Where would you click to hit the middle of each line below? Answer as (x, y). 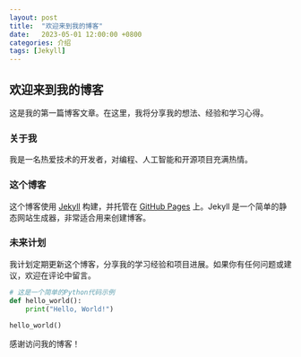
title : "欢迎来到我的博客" (56, 26)
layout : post (34, 17)
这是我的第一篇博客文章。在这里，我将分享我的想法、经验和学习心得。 (139, 112)
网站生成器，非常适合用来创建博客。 (83, 217)
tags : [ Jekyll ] (38, 51)
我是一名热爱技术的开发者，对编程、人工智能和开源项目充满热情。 (131, 160)
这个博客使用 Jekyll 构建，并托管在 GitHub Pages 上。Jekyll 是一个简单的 (144, 206)
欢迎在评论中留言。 (60, 275)
